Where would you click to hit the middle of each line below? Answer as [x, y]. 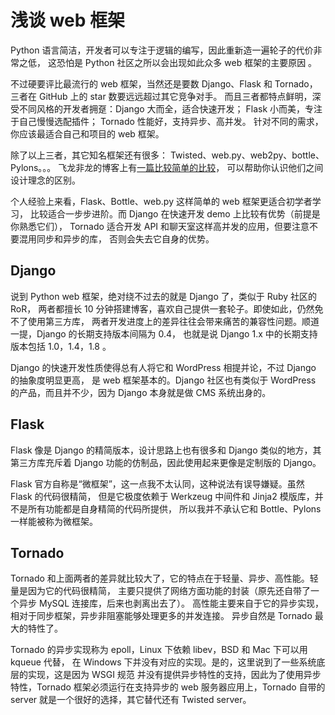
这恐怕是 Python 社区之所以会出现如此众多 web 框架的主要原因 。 [182, 62]
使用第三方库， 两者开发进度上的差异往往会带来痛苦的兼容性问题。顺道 [173, 321]
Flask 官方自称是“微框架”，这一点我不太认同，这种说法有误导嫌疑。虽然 [157, 483]
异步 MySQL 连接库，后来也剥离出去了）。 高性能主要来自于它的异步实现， [171, 603]
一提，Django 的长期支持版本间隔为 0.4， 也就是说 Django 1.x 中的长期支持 [164, 333]
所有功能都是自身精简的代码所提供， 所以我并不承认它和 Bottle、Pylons [174, 508]
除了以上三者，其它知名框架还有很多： [89, 155]
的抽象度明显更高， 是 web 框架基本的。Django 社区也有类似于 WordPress [163, 380]
